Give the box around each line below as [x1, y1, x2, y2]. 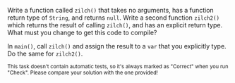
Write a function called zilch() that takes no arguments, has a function [7, 6, 214, 14]
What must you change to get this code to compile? [7, 28, 157, 37]
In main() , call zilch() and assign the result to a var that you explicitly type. [7, 42, 227, 50]
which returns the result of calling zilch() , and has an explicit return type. [7, 21, 223, 29]
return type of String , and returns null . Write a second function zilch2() [7, 13, 220, 22]
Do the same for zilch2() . [7, 49, 83, 58]
